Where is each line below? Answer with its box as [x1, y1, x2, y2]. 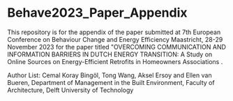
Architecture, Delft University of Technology [7, 86, 134, 94]
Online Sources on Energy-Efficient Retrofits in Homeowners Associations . [7, 57, 223, 65]
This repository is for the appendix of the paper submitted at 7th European [7, 28, 221, 36]
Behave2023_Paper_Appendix [7, 5, 188, 21]
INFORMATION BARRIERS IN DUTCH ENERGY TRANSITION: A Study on [7, 50, 213, 59]
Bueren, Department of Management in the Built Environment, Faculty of [7, 78, 215, 86]
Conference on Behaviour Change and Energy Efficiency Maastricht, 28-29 [7, 35, 223, 43]
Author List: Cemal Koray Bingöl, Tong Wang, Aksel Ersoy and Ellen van [7, 71, 212, 79]
